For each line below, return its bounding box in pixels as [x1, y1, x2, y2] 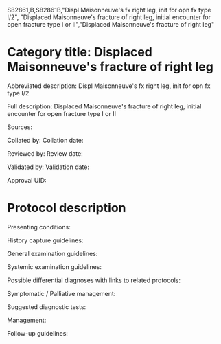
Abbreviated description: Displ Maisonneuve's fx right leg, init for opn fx [7, 82, 211, 90]
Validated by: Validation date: [7, 163, 89, 171]
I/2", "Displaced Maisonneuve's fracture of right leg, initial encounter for [7, 13, 211, 21]
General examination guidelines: [7, 249, 98, 257]
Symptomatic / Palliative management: [7, 289, 116, 297]
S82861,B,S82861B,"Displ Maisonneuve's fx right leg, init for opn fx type [7, 6, 211, 14]
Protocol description [7, 200, 126, 216]
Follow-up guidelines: [7, 329, 69, 337]
